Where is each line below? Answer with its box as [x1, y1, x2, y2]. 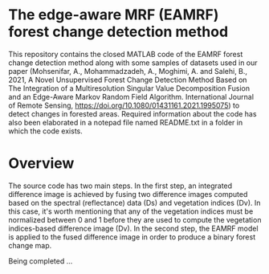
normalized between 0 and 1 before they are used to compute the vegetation [8, 215, 262, 224]
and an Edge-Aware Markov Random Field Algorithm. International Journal [8, 92, 255, 101]
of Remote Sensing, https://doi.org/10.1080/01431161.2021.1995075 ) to [8, 100, 240, 110]
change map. [8, 240, 52, 250]
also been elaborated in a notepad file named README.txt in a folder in [8, 117, 243, 127]
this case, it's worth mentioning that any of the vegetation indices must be [8, 207, 254, 216]
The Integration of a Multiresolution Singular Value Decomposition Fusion [8, 83, 251, 93]
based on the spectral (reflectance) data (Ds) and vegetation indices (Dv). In [8, 198, 261, 207]
